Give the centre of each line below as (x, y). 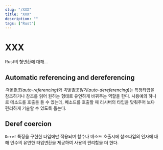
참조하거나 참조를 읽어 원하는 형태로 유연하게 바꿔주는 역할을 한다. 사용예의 (76, 96)
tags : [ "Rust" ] (21, 23)
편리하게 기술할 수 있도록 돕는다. (36, 108)
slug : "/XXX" (18, 10)
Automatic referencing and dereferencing (70, 77)
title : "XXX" (18, 14)
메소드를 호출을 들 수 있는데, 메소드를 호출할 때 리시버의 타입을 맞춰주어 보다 (82, 102)
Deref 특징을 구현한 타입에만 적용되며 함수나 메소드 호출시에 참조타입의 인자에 (79, 136)
